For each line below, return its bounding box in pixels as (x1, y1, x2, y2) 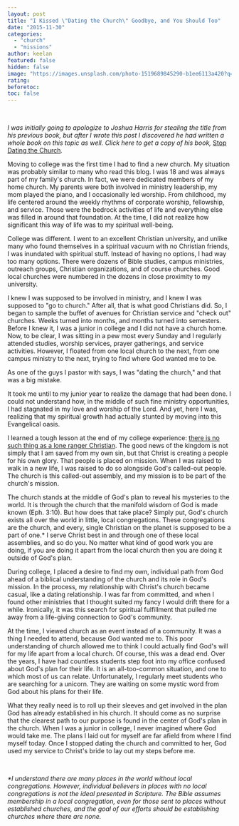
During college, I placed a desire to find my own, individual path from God (7, 568, 224, 576)
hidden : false (7, 63, 50, 71)
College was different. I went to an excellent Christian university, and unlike (7, 235, 228, 243)
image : (7, 70, 27, 77)
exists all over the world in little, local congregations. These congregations (7, 516, 225, 524)
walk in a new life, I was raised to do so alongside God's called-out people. (7, 464, 227, 473)
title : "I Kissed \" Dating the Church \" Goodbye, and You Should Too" (7, 17, 221, 24)
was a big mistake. (7, 376, 63, 384)
